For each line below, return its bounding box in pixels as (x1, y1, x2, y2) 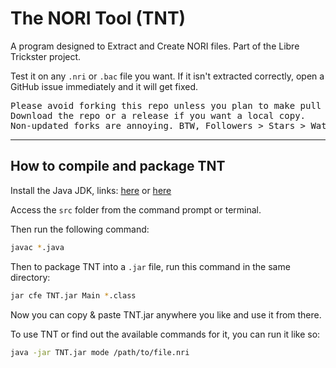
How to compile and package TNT (10, 158, 226, 175)
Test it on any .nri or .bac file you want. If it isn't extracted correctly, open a (10, 70, 325, 82)
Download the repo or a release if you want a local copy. (10, 110, 307, 121)
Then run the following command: (10, 223, 150, 235)
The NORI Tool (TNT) (10, 7, 187, 30)
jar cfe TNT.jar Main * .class (10, 290, 137, 301)
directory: (10, 271, 51, 283)
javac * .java (10, 242, 65, 252)
